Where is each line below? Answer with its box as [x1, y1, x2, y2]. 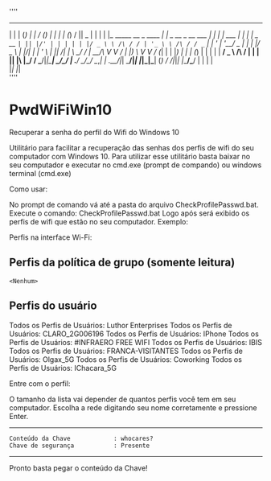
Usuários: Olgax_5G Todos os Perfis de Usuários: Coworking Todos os [9, 354, 242, 364]
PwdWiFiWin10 [9, 101, 112, 119]
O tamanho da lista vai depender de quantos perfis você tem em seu [9, 394, 236, 404]
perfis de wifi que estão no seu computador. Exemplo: [9, 216, 188, 226]
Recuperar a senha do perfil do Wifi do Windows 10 [9, 127, 180, 137]
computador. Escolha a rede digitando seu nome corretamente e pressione [9, 402, 257, 413]
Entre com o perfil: [9, 378, 71, 388]
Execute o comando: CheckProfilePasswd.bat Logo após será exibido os [9, 208, 250, 218]
